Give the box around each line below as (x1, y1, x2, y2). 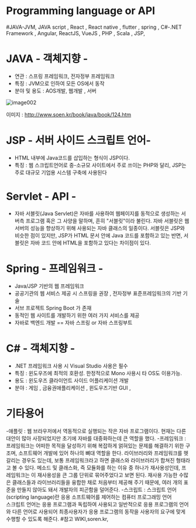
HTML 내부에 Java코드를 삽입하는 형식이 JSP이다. (14, 154, 130, 161)
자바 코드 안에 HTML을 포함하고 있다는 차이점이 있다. (30, 239, 151, 246)
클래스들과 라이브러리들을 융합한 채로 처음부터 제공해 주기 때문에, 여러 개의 (12, 479, 183, 486)
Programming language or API (6, 4, 156, 18)
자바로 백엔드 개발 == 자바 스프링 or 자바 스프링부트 (14, 319, 133, 326)
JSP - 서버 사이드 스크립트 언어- (6, 134, 151, 147)
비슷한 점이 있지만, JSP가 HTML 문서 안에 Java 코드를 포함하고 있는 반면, (14, 231, 183, 239)
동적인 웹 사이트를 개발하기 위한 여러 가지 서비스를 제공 (14, 312, 140, 319)
